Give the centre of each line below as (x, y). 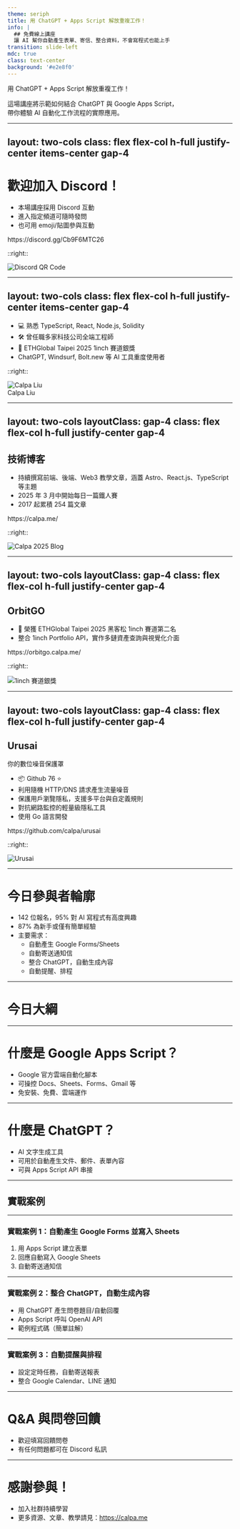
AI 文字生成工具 (41, 1152)
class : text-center (36, 61)
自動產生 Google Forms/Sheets (74, 945)
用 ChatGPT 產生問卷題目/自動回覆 (69, 1310)
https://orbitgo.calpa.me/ (44, 652)
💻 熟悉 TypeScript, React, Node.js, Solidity (81, 325)
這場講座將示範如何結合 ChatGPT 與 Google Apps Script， (93, 104)
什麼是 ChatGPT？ (61, 1131)
